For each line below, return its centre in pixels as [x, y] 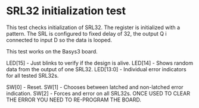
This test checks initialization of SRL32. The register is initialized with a [93, 27]
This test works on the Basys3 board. [52, 51]
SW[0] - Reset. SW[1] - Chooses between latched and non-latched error [95, 87]
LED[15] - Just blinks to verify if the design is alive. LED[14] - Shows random [100, 63]
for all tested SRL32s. [32, 75]
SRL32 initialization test [66, 11]
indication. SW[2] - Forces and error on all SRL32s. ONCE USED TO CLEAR [98, 93]
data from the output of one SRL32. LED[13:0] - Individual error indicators [96, 69]
